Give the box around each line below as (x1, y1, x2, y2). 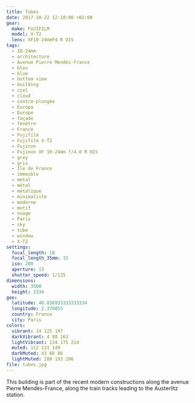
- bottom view (11, 76, 47, 82)
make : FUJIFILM (11, 25, 50, 32)
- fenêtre (11, 121, 36, 127)
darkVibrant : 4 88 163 (11, 334, 69, 340)
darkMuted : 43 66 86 (11, 351, 63, 357)
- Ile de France (11, 166, 52, 172)
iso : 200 (11, 261, 34, 267)
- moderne (11, 199, 36, 205)
